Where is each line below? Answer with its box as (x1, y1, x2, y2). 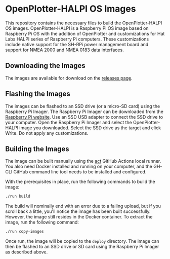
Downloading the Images (5, 61, 86, 70)
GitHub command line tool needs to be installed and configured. (13, 169, 147, 175)
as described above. (5, 249, 48, 255)
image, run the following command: (5, 219, 79, 226)
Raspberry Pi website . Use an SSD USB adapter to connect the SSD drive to (5, 114, 163, 120)
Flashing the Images (5, 90, 71, 98)
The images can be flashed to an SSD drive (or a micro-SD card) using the (5, 103, 160, 109)
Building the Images (5, 144, 69, 153)
